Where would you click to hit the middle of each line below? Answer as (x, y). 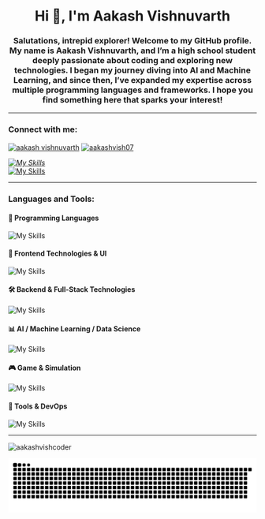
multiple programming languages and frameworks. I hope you (132, 90)
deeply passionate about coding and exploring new (132, 61)
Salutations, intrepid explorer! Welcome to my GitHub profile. (132, 41)
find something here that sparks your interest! (132, 100)
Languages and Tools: (51, 199)
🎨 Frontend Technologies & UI (58, 254)
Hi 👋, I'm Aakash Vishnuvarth (132, 16)
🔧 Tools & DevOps (38, 406)
